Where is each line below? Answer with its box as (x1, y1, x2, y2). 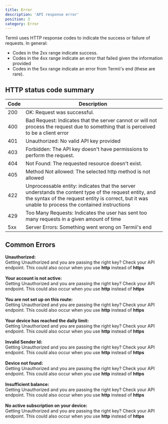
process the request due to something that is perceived (25, 123, 156, 130)
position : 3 (5, 16, 30, 21)
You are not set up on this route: (5, 296, 73, 302)
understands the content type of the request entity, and (25, 189, 156, 196)
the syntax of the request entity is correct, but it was (25, 195, 148, 202)
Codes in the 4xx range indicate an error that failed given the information (12, 55, 163, 61)
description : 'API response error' (5, 12, 79, 17)
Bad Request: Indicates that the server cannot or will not (25, 117, 157, 124)
